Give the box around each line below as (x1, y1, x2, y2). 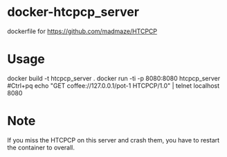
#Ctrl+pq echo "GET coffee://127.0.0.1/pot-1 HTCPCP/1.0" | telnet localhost (7, 81, 220, 90)
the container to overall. (7, 143, 75, 151)
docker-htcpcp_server (7, 4, 140, 20)
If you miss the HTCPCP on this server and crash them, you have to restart (7, 136, 220, 144)
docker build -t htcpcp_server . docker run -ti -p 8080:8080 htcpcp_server (7, 74, 221, 82)
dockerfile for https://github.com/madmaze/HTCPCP (7, 27, 158, 35)
